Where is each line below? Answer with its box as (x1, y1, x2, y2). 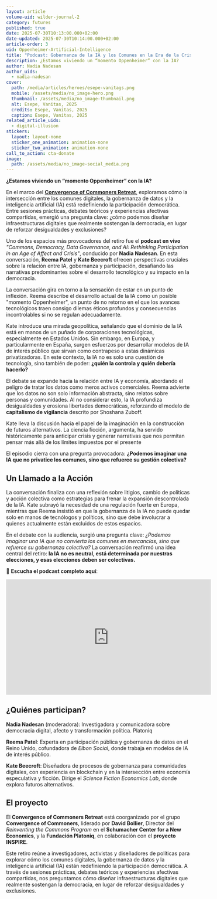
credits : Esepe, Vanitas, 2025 (11, 107, 88, 113)
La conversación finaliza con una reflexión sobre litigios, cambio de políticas (6, 488, 190, 496)
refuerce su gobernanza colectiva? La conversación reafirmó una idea (6, 544, 176, 551)
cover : (6, 80, 22, 86)
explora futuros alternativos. (6, 781, 74, 788)
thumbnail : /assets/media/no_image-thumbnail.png (11, 96, 135, 101)
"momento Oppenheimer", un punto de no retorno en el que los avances (6, 298, 180, 306)
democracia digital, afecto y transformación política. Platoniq (6, 727, 153, 734)
